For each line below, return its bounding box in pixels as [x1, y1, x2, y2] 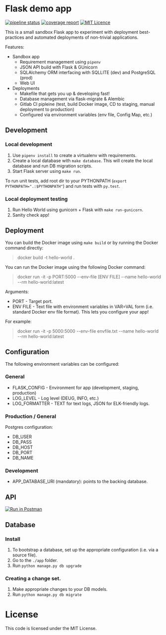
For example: [5, 318, 32, 324]
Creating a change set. [5, 575, 61, 582]
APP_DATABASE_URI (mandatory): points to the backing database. [12, 478, 148, 484]
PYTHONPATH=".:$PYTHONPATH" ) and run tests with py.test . [5, 183, 120, 189]
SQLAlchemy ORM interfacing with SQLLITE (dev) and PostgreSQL [19, 69, 156, 75]
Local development [5, 141, 53, 148]
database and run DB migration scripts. [12, 162, 93, 169]
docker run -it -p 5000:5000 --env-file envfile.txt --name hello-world [17, 328, 159, 334]
